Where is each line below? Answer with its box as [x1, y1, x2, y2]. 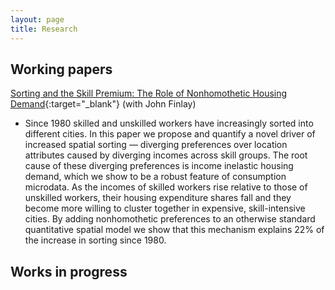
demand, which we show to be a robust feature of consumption [24, 171, 287, 183]
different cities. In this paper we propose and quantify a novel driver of [24, 128, 316, 140]
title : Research [10, 24, 78, 34]
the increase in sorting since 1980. [24, 234, 167, 246]
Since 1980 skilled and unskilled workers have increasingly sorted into [24, 117, 314, 130]
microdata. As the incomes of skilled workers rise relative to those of [24, 181, 308, 193]
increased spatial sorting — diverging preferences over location [24, 139, 288, 151]
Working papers [10, 61, 113, 78]
